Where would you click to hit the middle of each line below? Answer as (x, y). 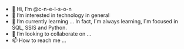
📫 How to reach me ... (39, 40)
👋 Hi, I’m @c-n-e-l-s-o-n (42, 9)
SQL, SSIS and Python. (39, 27)
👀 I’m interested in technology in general (61, 15)
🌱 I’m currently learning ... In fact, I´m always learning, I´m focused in (95, 21)
